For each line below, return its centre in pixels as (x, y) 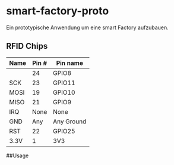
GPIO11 (64, 83)
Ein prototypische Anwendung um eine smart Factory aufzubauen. (88, 27)
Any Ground (70, 122)
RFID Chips (27, 46)
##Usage (18, 155)
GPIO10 (64, 92)
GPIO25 (64, 131)
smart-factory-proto (58, 11)
